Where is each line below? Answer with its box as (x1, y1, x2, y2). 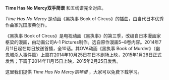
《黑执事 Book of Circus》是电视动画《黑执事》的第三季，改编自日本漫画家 (5, 33, 161, 38)
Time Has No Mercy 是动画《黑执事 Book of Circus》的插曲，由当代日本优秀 (5, 16, 164, 22)
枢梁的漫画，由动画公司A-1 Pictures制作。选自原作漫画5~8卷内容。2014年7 (5, 39, 162, 45)
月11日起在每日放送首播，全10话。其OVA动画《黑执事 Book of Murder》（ (5, 46, 156, 51)
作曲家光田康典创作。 (5, 22, 49, 28)
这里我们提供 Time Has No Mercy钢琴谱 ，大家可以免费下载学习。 (5, 69, 142, 75)
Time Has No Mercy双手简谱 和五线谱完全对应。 (5, 5, 106, 11)
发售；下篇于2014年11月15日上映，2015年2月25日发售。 (5, 58, 121, 64)
